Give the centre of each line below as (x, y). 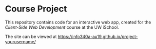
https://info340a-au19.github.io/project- (98, 37)
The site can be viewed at (31, 37)
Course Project (36, 9)
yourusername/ (20, 41)
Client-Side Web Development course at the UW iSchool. (62, 27)
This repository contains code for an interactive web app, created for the (78, 22)
